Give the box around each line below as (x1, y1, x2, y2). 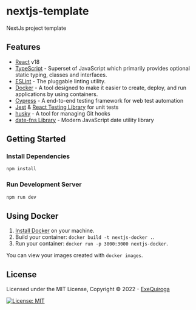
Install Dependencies (6, 152, 70, 160)
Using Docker (6, 211, 59, 221)
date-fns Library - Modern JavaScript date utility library (15, 116, 154, 123)
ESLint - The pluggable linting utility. (15, 77, 106, 84)
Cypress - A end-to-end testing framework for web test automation (15, 97, 184, 104)
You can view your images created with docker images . (6, 252, 143, 259)
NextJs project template (6, 24, 67, 32)
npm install (6, 166, 36, 172)
